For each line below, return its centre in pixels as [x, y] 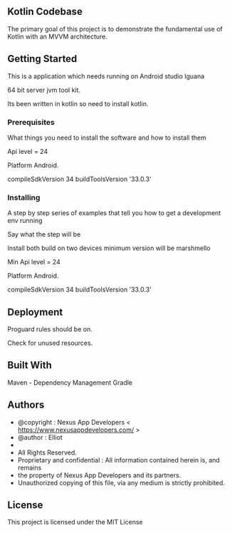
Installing [24, 197]
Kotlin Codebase [45, 12]
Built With [30, 365]
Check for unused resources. [50, 343]
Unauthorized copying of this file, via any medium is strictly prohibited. [121, 482]
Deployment [35, 312]
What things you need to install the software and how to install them [107, 138]
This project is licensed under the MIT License [75, 522]
